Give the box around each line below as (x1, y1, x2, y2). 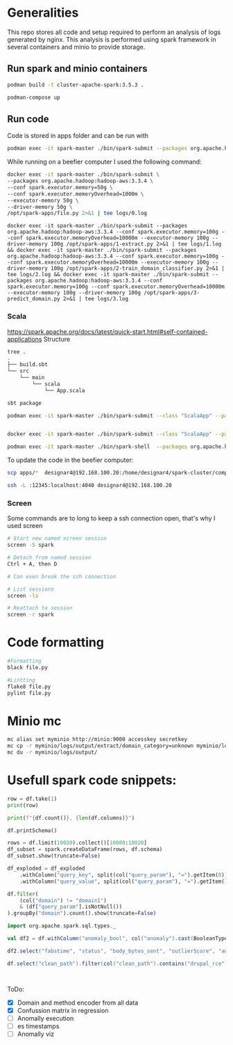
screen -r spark (7, 611, 54, 619)
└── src (7, 367, 30, 375)
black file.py (7, 664, 49, 671)
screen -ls (7, 592, 39, 599)
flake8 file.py (7, 683, 51, 690)
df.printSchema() (7, 827, 58, 834)
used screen (7, 522, 43, 530)
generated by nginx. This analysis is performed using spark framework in (7, 35, 216, 43)
